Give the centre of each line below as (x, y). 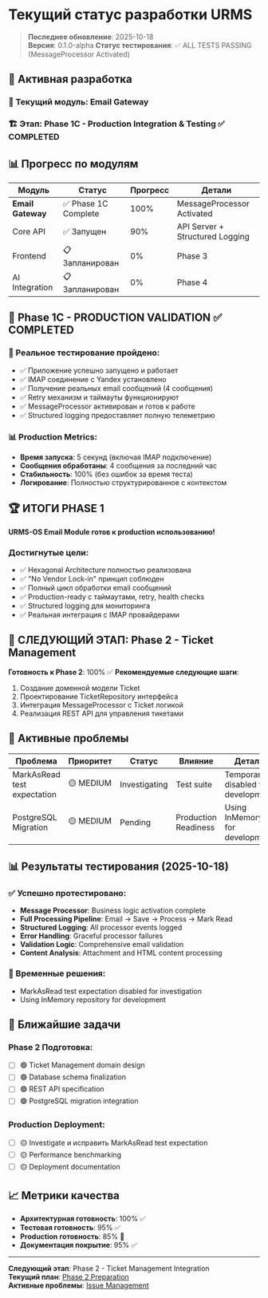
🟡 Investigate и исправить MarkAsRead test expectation (114, 1142)
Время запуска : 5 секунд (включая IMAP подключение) (116, 457)
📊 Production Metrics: (53, 436)
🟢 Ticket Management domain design (82, 1065)
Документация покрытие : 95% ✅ (79, 1245)
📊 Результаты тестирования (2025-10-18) (118, 867)
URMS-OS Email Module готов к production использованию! (112, 531)
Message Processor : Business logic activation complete (112, 910)
